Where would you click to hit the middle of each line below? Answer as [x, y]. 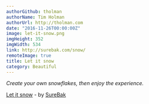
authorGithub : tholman [34, 12]
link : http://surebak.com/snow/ [46, 50]
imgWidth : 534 [24, 45]
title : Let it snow [30, 61]
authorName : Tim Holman [35, 17]
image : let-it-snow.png [35, 34]
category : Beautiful [32, 66]
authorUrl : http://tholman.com [45, 22]
